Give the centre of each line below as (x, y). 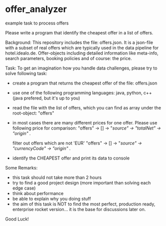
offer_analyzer (36, 9)
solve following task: (26, 73)
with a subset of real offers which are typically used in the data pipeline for (82, 47)
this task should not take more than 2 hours (57, 177)
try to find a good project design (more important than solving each (82, 182)
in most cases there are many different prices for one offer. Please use (85, 122)
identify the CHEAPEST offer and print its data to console (71, 158)
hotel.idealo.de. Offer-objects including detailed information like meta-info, (82, 53)
